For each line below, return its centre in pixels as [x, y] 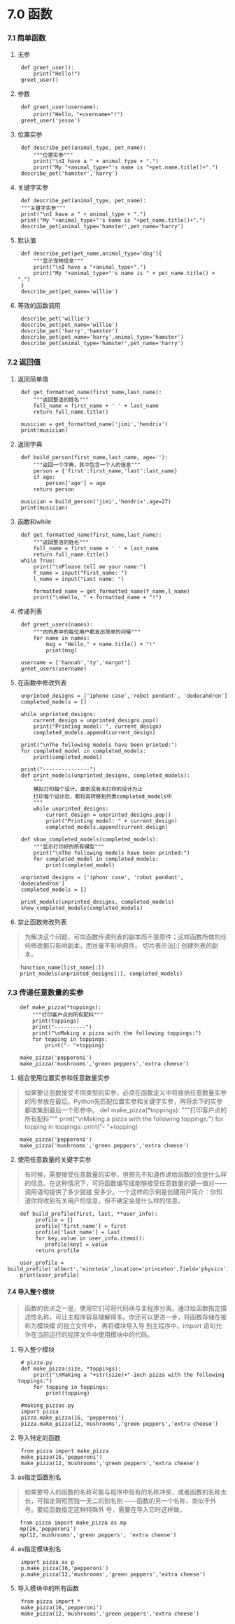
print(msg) [62, 650]
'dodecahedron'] [41, 883]
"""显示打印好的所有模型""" [69, 847]
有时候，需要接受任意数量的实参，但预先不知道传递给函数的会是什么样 [126, 1175]
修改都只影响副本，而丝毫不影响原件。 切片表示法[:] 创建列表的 [121, 945]
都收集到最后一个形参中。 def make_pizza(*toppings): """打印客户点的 [126, 1110]
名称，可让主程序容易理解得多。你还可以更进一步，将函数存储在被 [132, 1317]
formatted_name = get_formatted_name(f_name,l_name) [112, 591]
